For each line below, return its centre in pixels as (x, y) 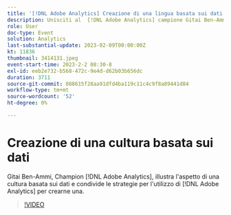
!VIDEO (34, 204)
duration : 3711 (29, 77)
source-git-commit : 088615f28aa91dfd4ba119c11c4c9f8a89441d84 (98, 84)
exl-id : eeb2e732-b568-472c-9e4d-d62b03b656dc (75, 71)
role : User (23, 26)
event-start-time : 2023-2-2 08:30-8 (59, 65)
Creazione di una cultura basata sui (110, 143)
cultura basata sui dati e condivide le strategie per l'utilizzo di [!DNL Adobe (113, 183)
